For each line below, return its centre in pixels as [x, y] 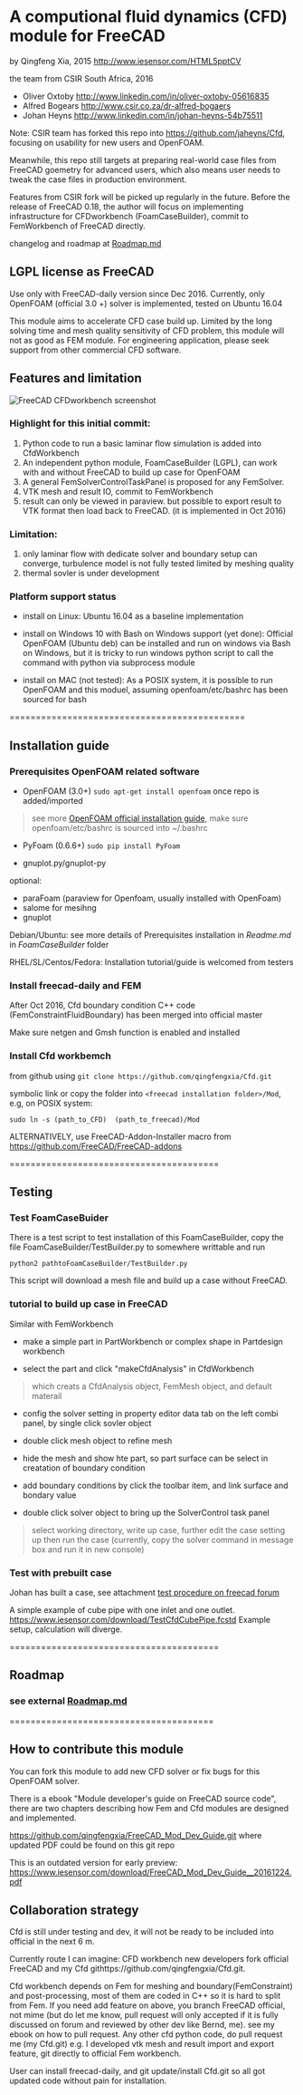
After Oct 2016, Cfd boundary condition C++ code [103, 1005]
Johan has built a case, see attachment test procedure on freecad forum [145, 1593]
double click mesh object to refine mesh [97, 1440]
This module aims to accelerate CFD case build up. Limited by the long [141, 321]
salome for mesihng [59, 908]
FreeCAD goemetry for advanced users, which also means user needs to [145, 169]
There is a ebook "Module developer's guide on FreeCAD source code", [143, 1798]
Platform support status [63, 597]
